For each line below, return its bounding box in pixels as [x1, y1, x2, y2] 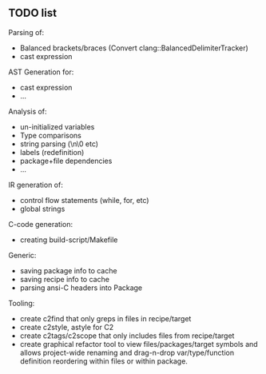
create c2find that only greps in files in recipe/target [19, 313, 192, 323]
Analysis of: [8, 106, 47, 116]
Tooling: [8, 298, 35, 308]
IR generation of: [8, 180, 64, 189]
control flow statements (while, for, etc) [19, 195, 149, 205]
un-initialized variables [19, 121, 95, 131]
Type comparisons [19, 130, 81, 140]
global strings [19, 204, 66, 213]
